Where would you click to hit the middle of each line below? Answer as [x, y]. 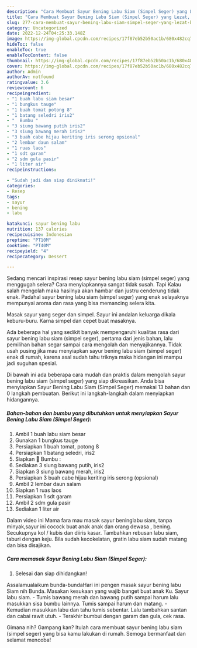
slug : [13, 22]
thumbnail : [20, 60]
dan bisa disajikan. [29, 545]
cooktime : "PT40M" [29, 245]
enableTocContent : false [37, 55]
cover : [15, 66]
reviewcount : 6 [25, 88]
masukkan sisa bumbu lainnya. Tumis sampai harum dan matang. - [87, 604]
